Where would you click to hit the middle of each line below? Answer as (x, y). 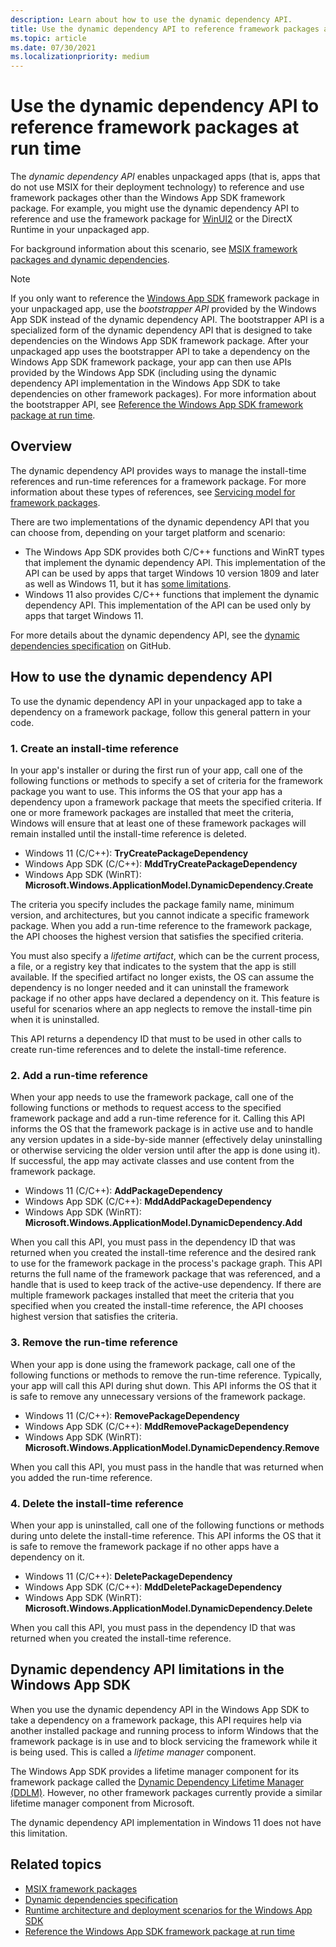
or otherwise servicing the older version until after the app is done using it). (165, 1150)
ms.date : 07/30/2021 (53, 47)
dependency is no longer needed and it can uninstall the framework (150, 987)
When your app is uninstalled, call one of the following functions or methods (167, 1525)
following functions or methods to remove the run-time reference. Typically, (166, 1375)
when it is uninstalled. (55, 1019)
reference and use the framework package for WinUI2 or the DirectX (151, 219)
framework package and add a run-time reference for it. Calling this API (157, 1118)
